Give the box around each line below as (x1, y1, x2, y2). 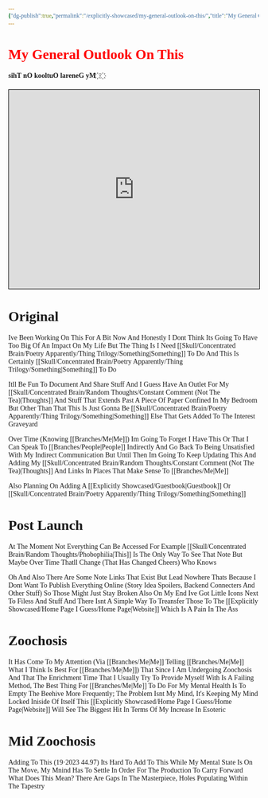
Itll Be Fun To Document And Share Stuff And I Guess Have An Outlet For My (8, 380, 229, 388)
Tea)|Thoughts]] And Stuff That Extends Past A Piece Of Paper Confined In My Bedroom (8, 395, 258, 404)
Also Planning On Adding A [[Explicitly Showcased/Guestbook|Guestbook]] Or (8, 481, 231, 490)
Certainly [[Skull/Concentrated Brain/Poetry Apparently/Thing (8, 357, 184, 366)
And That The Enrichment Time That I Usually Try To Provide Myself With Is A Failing (8, 673, 254, 682)
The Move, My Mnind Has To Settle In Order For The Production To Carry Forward (8, 765, 244, 774)
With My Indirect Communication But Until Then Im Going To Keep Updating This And (8, 450, 257, 459)
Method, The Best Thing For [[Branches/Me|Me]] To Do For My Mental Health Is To (8, 681, 247, 690)
